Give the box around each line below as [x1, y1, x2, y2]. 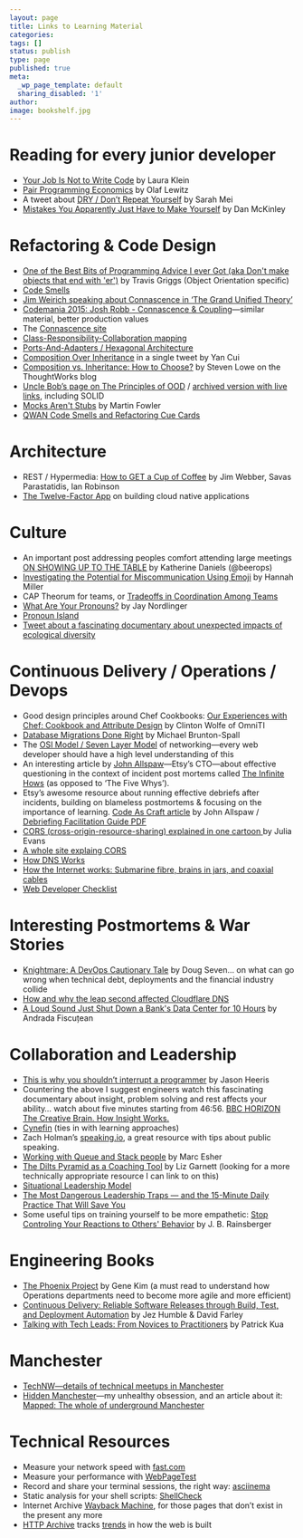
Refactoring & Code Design [9, 236, 217, 256]
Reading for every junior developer [9, 145, 276, 166]
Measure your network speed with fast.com [22, 1461, 185, 1472]
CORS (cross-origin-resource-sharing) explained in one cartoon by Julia [22, 825, 292, 836]
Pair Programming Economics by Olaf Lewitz [22, 185, 189, 196]
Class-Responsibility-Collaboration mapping [22, 332, 187, 344]
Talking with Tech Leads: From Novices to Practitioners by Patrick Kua [22, 1319, 285, 1330]
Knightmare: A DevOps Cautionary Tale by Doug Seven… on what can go [22, 964, 295, 975]
